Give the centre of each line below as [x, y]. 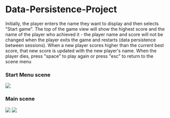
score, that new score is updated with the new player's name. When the [81, 51]
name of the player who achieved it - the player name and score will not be [84, 34]
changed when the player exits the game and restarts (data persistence [81, 40]
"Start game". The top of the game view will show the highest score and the [85, 29]
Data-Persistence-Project [61, 9]
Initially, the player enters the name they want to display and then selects [82, 23]
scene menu [18, 61]
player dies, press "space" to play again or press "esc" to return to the [79, 56]
